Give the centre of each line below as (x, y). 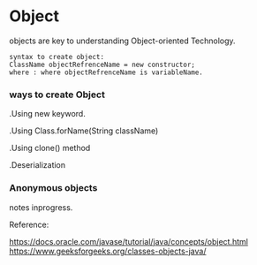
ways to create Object (57, 95)
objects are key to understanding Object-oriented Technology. (122, 41)
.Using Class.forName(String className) (84, 131)
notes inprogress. (41, 207)
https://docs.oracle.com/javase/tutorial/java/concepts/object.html (129, 241)
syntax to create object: (57, 57)
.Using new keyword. (47, 114)
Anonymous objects (53, 188)
